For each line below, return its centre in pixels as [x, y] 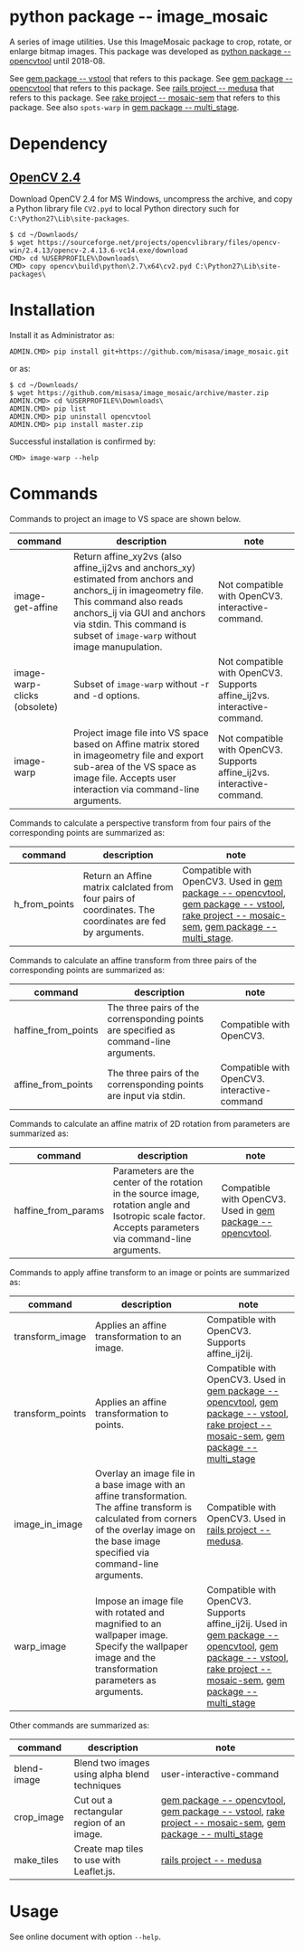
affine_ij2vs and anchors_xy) [135, 567]
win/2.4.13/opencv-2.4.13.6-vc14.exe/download [99, 251]
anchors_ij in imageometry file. [138, 590]
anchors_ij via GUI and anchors [140, 612]
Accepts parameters [156, 1227]
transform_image [50, 1336]
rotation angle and [152, 1205]
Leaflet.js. [95, 1871]
